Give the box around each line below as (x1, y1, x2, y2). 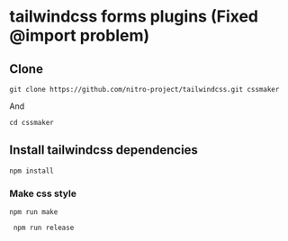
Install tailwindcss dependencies (9, 142, 198, 158)
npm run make (9, 208, 58, 217)
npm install (9, 166, 54, 175)
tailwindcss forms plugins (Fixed (9, 6, 259, 27)
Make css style (9, 187, 76, 200)
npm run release (13, 223, 75, 233)
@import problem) (9, 25, 150, 46)
